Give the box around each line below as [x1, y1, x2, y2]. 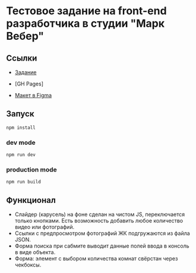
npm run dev [6, 152, 36, 158]
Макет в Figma [14, 92, 52, 99]
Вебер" [6, 30, 45, 43]
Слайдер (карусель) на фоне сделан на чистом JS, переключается [14, 211, 185, 218]
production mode [6, 166, 58, 174]
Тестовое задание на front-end [6, 4, 167, 18]
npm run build [6, 179, 42, 185]
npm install [6, 125, 36, 131]
